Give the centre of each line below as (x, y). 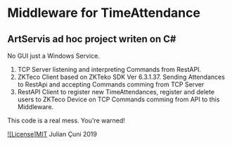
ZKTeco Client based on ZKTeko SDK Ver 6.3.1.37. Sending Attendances (121, 77)
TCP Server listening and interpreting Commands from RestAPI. (109, 69)
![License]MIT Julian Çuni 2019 (52, 134)
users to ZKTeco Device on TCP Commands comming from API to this (118, 99)
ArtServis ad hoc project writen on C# (92, 39)
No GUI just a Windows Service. (53, 56)
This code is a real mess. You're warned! (66, 120)
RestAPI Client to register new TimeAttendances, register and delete (116, 92)
